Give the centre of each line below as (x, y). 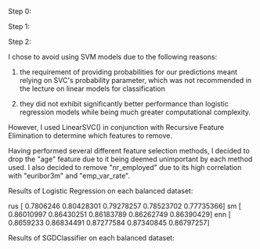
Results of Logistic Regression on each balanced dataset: (101, 191)
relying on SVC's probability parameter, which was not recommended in (135, 80)
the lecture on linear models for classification (92, 88)
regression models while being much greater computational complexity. (135, 112)
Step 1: (19, 26)
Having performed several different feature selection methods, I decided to (129, 151)
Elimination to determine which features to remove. (90, 135)
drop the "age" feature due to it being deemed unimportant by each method (130, 159)
